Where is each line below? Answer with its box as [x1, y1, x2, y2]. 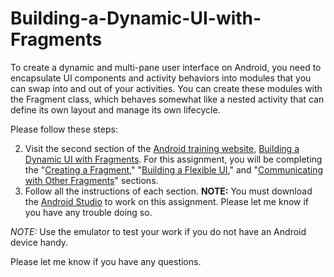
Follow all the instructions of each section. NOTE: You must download [24, 185, 313, 197]
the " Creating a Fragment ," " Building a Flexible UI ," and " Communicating [24, 163, 323, 176]
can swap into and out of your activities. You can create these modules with [10, 82, 323, 94]
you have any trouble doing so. [24, 206, 153, 218]
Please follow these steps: [10, 123, 118, 135]
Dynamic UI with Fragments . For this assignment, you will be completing [24, 153, 323, 165]
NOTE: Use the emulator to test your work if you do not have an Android [10, 225, 307, 237]
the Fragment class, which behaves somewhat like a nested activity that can [10, 93, 325, 105]
